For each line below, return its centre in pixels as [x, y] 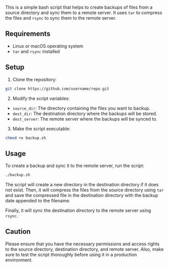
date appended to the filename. [38, 201]
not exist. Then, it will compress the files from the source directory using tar [84, 190]
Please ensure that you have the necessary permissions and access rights [82, 244]
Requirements [28, 34]
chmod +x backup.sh [26, 138]
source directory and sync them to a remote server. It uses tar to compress [84, 13]
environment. [19, 260]
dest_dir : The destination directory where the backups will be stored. [85, 114]
